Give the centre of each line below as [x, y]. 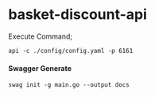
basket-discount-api [77, 15]
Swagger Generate [40, 68]
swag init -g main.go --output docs [69, 85]
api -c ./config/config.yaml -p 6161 [71, 50]
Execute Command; [41, 36]
